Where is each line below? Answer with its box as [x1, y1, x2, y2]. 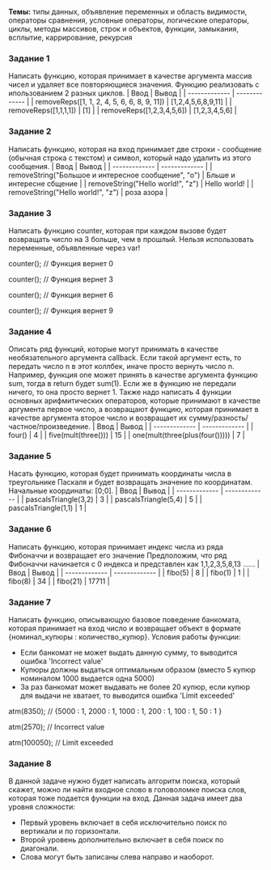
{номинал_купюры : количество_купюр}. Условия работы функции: [8, 632, 241, 642]
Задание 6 [8, 524, 52, 535]
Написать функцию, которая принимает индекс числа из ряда [8, 541, 224, 551]
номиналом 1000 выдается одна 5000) [19, 673, 155, 683]
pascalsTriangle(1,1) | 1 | [8, 503, 87, 513]
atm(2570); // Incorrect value [8, 722, 105, 732]
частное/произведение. [8, 422, 91, 431]
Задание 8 [8, 758, 52, 769]
